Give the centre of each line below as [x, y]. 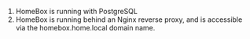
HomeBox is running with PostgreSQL [76, 11]
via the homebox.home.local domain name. [85, 28]
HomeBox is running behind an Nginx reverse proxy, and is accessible [129, 19]
